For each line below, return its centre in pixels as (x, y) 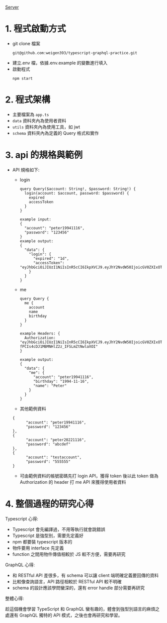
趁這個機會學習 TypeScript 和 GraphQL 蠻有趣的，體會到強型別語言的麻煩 (80, 609)
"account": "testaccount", (54, 457)
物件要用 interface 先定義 (38, 548)
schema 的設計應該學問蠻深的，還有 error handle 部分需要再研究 (79, 588)
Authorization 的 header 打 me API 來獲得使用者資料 (73, 482)
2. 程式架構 (28, 100)
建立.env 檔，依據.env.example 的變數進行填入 (60, 63)
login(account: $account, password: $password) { (77, 193)
